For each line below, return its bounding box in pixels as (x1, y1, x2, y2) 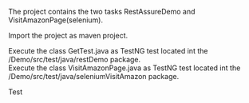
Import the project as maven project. (8, 31, 128, 40)
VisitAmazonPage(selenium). (8, 15, 104, 25)
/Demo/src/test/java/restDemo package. (8, 55, 141, 64)
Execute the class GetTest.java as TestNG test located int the (8, 46, 208, 55)
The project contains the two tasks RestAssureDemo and (8, 7, 196, 16)
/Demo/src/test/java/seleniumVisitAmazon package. (8, 72, 180, 81)
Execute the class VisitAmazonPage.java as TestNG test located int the (8, 63, 241, 73)
